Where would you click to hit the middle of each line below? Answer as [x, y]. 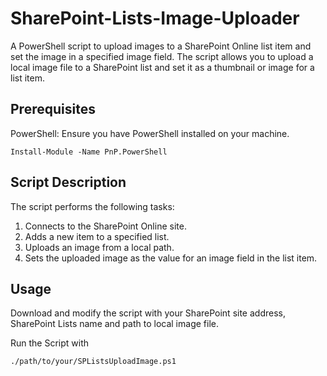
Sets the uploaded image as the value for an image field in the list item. [171, 258]
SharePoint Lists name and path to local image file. [114, 324]
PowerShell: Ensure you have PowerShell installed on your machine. [150, 133]
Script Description [68, 182]
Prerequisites [53, 109]
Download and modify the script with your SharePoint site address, [148, 313]
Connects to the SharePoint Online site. [105, 226]
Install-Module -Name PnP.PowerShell [89, 152]
